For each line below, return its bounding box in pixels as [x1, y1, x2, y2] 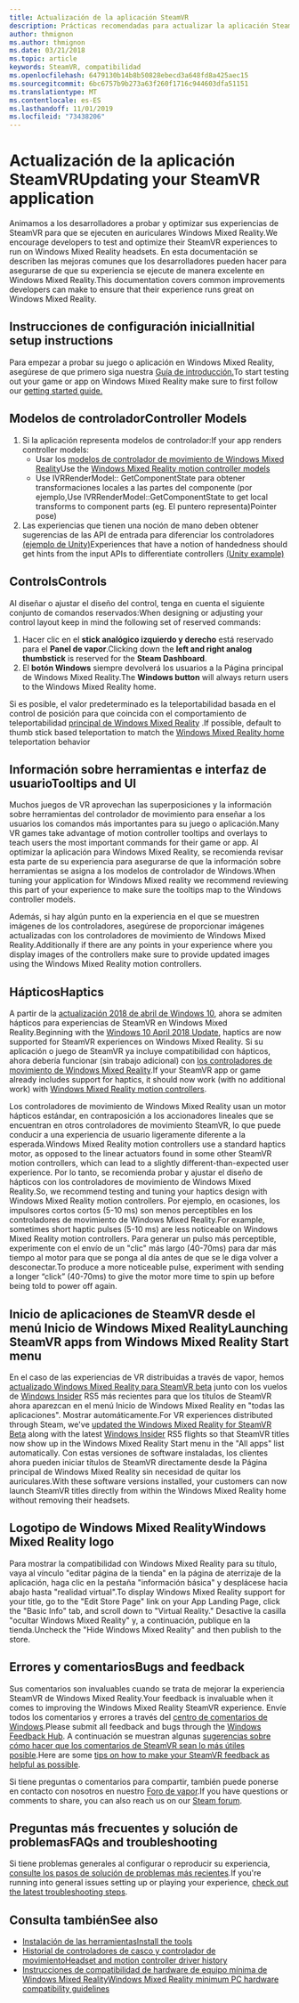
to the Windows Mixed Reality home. [21, 681, 158, 692]
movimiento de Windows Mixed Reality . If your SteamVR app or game [9, 1065, 261, 1075]
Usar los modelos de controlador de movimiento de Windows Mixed [35, 453, 285, 464]
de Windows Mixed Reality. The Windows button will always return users [21, 671, 289, 682]
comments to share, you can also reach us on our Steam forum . [9, 1795, 243, 1805]
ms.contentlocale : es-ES [9, 95, 101, 105]
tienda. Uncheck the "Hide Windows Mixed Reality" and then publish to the [9, 1624, 282, 1634]
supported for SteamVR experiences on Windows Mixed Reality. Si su [9, 1036, 264, 1047]
